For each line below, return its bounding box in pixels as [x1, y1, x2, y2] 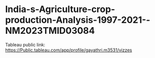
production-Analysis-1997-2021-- [5, 14, 150, 26]
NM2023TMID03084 [5, 25, 95, 36]
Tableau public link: [5, 41, 46, 47]
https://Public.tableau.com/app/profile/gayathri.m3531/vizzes [5, 47, 132, 53]
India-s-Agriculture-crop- [5, 4, 115, 15]
